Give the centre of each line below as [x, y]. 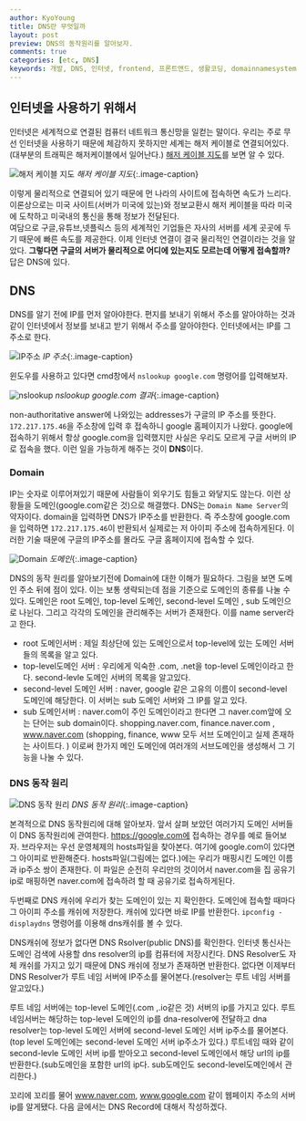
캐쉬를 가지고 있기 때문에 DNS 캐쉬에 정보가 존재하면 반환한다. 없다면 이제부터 [157, 965]
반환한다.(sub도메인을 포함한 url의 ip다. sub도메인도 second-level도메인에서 [146, 1064]
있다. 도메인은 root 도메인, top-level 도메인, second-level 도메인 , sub [135, 601]
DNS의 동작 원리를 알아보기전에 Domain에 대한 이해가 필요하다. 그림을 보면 [143, 578]
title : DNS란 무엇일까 [48, 26]
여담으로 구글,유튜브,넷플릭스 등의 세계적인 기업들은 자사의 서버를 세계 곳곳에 [146, 227]
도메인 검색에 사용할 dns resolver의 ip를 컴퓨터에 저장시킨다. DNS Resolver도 [148, 954]
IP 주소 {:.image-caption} [88, 356]
